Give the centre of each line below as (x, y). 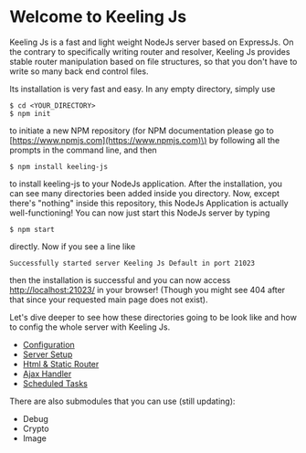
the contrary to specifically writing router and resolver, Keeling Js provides (150, 51)
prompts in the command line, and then (83, 150)
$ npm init (30, 113)
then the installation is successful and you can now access (120, 279)
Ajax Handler (47, 374)
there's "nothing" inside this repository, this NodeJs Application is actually (149, 203)
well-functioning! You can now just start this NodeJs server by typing (140, 213)
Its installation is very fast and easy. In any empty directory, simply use (142, 89)
